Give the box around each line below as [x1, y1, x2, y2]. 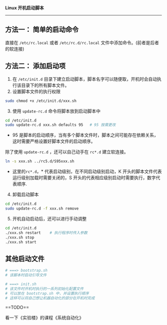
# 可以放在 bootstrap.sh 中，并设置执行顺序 [5, 291, 89, 296]
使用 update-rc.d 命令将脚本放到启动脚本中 [12, 108, 101, 114]
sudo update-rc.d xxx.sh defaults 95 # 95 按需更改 [5, 122, 116, 127]
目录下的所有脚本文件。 [21, 82, 70, 88]
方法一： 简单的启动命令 [5, 25, 79, 34]
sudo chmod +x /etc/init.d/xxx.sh [5, 98, 77, 104]
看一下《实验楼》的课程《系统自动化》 [5, 315, 83, 321]
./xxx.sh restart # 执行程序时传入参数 [5, 230, 88, 235]
